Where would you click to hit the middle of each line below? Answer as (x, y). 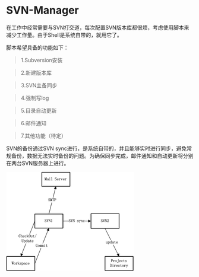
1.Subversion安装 (42, 60)
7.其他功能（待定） (44, 136)
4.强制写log (35, 98)
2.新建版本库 (36, 72)
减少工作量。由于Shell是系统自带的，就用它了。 (64, 35)
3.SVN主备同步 (39, 85)
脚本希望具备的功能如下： (37, 47)
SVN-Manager (42, 10)
